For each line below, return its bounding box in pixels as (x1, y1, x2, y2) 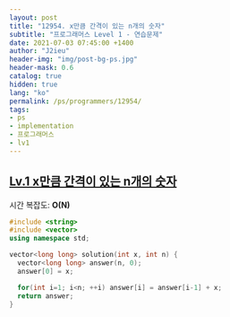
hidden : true (9, 80, 58, 89)
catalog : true (9, 72, 63, 81)
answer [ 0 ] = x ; (17, 267, 74, 276)
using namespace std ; (9, 234, 90, 243)
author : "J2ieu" (9, 47, 70, 56)
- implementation (9, 122, 74, 131)
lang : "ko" (9, 88, 50, 97)
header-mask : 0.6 (9, 64, 74, 73)
